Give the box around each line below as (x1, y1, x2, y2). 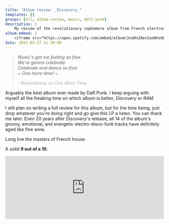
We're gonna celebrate (17, 59, 65, 66)
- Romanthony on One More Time (17, 80, 87, 86)
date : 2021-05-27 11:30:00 (5, 40, 62, 45)
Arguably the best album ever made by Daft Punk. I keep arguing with (5, 89, 149, 96)
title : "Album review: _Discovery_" (5, 7, 82, 13)
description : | (5, 21, 37, 27)
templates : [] (5, 12, 35, 17)
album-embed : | (5, 31, 37, 36)
